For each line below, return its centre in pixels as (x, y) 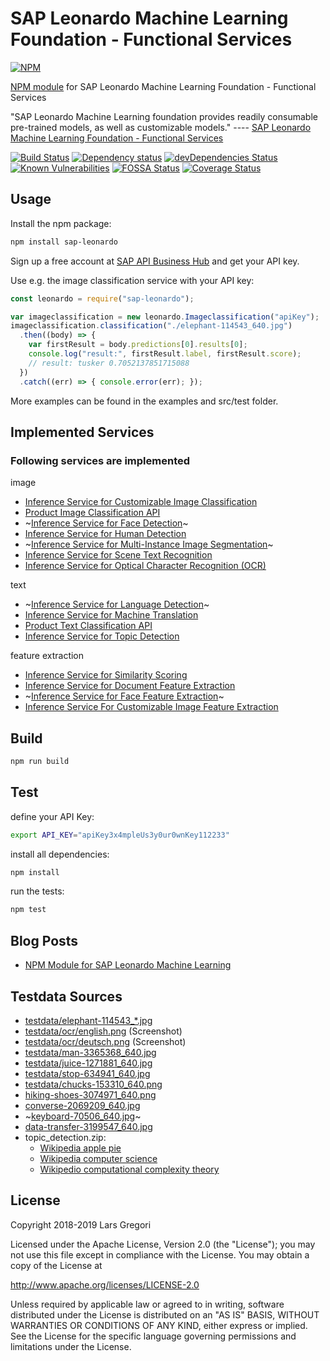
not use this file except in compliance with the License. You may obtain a (160, 1254)
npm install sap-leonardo (64, 242)
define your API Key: (52, 816)
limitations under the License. (71, 1346)
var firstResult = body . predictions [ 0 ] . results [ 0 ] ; (138, 345)
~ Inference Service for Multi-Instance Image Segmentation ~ (149, 544)
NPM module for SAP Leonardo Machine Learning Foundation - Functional (163, 86)
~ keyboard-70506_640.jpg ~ (83, 1116)
